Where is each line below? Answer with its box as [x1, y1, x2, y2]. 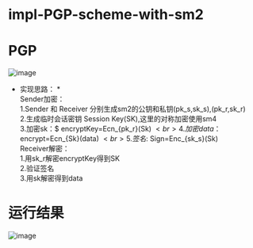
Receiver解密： [19, 144, 70, 154]
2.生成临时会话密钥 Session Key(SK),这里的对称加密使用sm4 [19, 114, 217, 124]
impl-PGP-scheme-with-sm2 [8, 6, 204, 24]
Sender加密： [19, 94, 65, 104]
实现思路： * [19, 85, 61, 94]
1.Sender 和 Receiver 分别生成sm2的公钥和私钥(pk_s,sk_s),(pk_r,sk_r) [19, 105, 246, 114]
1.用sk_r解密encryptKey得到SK [19, 154, 121, 163]
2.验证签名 [19, 164, 55, 174]
